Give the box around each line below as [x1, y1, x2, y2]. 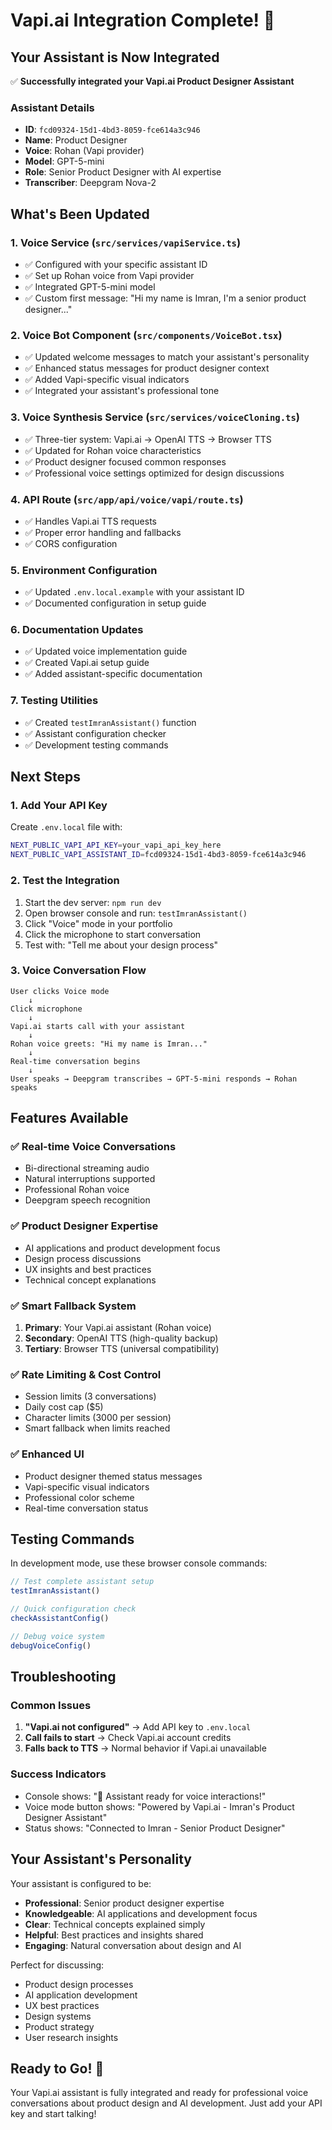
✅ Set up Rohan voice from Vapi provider [24, 269, 195, 281]
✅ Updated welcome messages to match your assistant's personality [24, 351, 310, 363]
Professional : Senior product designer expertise [24, 1897, 225, 1909]
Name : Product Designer [24, 134, 128, 146]
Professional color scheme [24, 1491, 135, 1503]
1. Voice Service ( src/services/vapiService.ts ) [10, 235, 242, 249]
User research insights [24, 2031, 119, 2043]
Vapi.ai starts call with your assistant [10, 1021, 186, 1031]
